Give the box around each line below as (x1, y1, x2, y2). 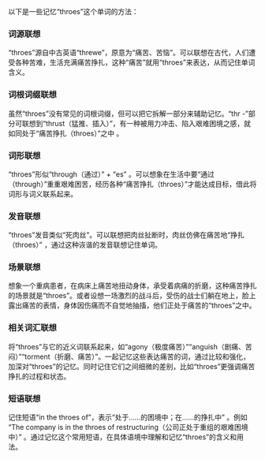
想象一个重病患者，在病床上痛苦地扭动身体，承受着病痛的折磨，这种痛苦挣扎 (8, 281, 257, 290)
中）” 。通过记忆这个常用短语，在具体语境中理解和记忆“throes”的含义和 (8, 432, 237, 442)
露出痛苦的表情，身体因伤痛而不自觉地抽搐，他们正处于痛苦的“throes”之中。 (8, 300, 256, 310)
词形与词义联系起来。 (8, 188, 77, 199)
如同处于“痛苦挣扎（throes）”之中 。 (8, 129, 124, 138)
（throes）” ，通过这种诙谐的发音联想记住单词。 (8, 240, 162, 250)
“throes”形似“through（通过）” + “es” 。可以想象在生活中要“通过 (8, 169, 215, 179)
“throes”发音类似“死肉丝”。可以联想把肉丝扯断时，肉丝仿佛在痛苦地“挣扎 (8, 230, 244, 240)
